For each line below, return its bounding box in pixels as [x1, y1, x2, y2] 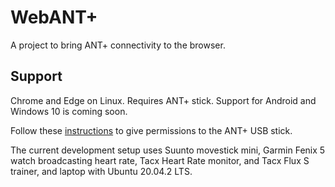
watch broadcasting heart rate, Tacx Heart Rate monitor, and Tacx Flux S [10, 154, 310, 166]
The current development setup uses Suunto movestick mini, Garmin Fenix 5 [10, 144, 326, 156]
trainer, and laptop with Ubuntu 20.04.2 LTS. [10, 165, 193, 177]
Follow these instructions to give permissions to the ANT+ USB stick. [10, 124, 293, 136]
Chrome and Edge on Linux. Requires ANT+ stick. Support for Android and [10, 94, 317, 106]
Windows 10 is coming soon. [10, 105, 128, 117]
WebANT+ [10, 6, 98, 29]
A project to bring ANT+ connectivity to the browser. [10, 39, 226, 51]
